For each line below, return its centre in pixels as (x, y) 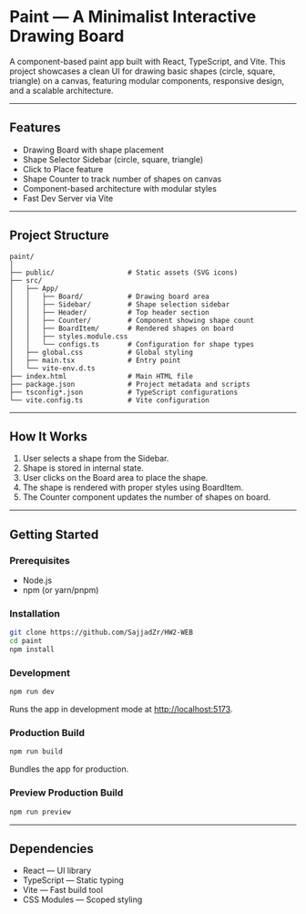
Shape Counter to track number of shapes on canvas (122, 179)
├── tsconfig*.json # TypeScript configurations (124, 392)
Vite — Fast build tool (62, 890)
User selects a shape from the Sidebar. (96, 459)
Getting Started (54, 534)
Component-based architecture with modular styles (119, 188)
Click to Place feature (63, 169)
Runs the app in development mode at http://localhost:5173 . (121, 710)
